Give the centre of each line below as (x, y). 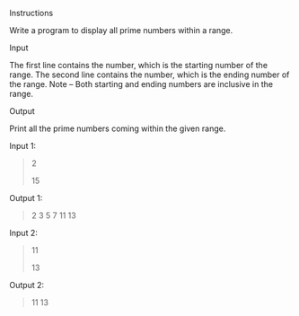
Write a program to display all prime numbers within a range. (121, 30)
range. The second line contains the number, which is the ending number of (149, 75)
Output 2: (27, 285)
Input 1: (23, 146)
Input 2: (23, 233)
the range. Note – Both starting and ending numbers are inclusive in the (141, 84)
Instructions (31, 13)
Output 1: (26, 198)
